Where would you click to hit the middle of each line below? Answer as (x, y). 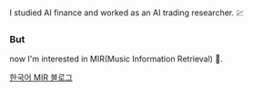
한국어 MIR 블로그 (41, 77)
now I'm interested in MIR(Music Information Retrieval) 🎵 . (116, 59)
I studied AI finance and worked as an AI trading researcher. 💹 (127, 13)
